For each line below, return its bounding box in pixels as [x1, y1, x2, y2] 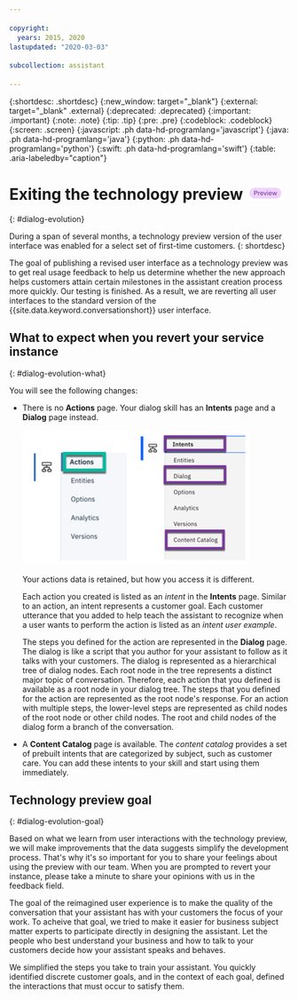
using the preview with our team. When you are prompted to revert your [9, 861, 271, 872]
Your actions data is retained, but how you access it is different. [21, 574, 255, 584]
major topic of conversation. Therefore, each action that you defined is [21, 674, 281, 685]
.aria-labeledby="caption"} [9, 152, 107, 163]
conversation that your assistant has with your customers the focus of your [9, 907, 284, 918]
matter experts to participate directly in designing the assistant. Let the [9, 926, 268, 937]
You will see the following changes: [9, 385, 138, 395]
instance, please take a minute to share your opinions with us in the [9, 871, 255, 882]
